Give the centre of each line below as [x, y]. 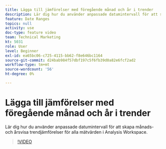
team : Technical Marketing [33, 37]
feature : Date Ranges [27, 19]
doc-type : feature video [31, 33]
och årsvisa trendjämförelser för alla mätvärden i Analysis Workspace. [77, 132]
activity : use [20, 28]
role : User [16, 46]
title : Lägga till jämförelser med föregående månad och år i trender [79, 10]
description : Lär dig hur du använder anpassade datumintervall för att [82, 14]
